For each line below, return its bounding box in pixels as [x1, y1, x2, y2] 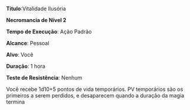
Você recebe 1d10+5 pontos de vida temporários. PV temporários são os [6, 86, 183, 93]
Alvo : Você [6, 51, 34, 58]
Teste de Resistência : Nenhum [6, 74, 83, 81]
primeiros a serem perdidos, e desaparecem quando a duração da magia [6, 92, 185, 99]
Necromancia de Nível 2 [6, 17, 66, 23]
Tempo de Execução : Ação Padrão [6, 28, 92, 35]
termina [6, 98, 25, 105]
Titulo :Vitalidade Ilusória [6, 5, 66, 12]
